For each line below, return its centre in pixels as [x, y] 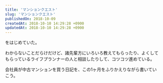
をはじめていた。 [22, 43]
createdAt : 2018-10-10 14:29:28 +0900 [45, 23]
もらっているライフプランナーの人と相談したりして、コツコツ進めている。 [80, 59]
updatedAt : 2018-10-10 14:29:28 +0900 [45, 28]
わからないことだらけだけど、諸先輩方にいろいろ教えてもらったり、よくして [82, 53]
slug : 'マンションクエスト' [30, 14]
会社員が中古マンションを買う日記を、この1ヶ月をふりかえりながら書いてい [81, 70]
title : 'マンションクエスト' [31, 10]
